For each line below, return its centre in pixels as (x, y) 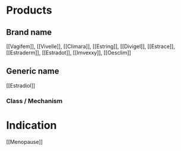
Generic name (33, 71)
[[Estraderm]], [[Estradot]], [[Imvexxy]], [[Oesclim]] (69, 53)
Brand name (29, 32)
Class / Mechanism (34, 101)
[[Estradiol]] (21, 85)
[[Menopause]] (25, 142)
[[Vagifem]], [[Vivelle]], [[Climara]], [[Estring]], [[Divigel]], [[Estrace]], (90, 46)
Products (29, 10)
